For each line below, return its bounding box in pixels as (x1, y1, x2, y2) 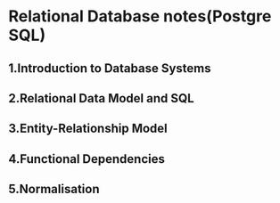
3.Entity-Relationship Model (8, 121, 169, 136)
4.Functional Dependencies (8, 151, 166, 166)
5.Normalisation (8, 182, 100, 197)
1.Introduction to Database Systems (8, 61, 211, 76)
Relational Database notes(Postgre (8, 6, 272, 27)
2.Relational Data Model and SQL (8, 91, 194, 106)
